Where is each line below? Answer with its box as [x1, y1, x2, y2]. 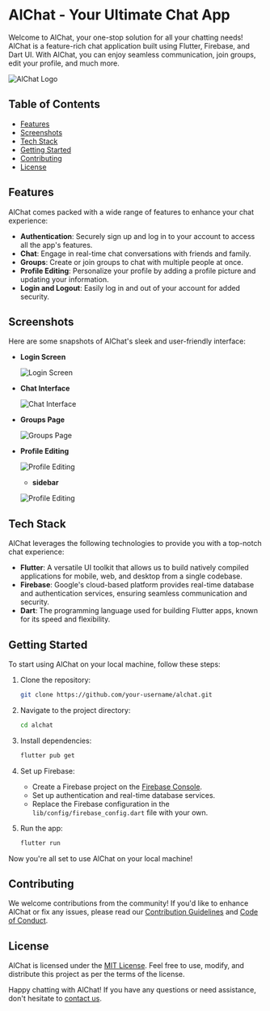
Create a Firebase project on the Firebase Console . [32, 782, 203, 791]
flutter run [19, 838, 61, 847]
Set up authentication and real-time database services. [32, 790, 216, 800]
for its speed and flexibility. [19, 614, 111, 625]
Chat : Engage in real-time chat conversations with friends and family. [19, 249, 252, 258]
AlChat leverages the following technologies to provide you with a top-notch [8, 539, 262, 548]
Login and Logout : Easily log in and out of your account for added [19, 283, 241, 292]
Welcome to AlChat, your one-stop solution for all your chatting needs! [8, 32, 244, 42]
